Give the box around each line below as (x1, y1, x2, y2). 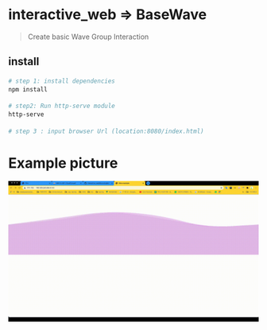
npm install (8, 85, 48, 93)
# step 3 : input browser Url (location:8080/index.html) (8, 127, 204, 135)
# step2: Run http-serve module (8, 102, 115, 111)
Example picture (8, 154, 118, 173)
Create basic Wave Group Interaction (27, 32, 149, 41)
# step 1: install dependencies (8, 77, 115, 85)
